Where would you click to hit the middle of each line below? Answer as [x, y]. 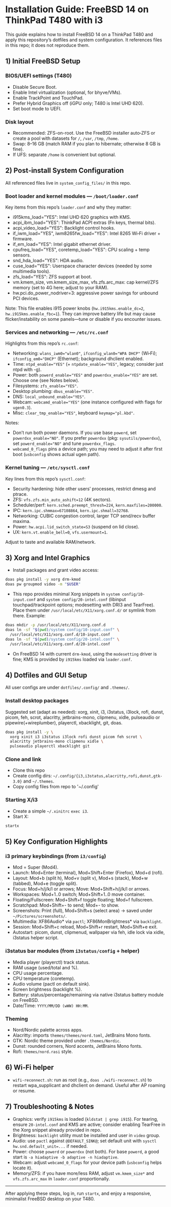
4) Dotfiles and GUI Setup [46, 675]
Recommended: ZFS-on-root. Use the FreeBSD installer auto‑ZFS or [84, 133]
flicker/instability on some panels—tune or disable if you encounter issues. [83, 319]
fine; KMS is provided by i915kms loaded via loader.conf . [72, 659]
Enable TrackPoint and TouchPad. [48, 97]
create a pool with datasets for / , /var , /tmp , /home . [66, 138]
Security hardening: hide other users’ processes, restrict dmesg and [84, 489]
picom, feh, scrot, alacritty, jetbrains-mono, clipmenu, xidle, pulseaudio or [83, 717]
